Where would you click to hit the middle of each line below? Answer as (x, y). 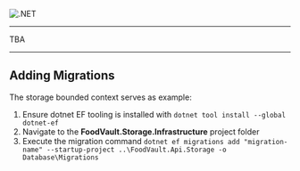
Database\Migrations (60, 157)
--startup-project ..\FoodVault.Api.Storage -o (136, 150)
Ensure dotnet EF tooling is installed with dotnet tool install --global (154, 114)
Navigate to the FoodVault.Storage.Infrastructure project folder (141, 131)
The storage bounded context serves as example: (100, 97)
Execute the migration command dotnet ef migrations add (131, 141)
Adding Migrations (62, 76)
